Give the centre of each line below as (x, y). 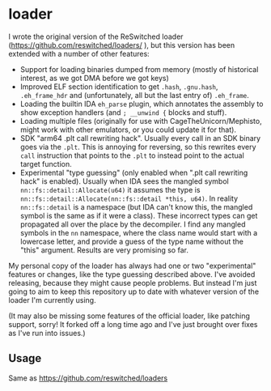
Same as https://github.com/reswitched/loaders (88, 378)
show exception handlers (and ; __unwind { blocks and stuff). (123, 112)
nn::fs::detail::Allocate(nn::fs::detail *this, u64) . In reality (129, 198)
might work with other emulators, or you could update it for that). (128, 130)
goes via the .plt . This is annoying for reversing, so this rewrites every (138, 147)
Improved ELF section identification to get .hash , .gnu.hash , (119, 87)
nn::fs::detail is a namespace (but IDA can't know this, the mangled (136, 206)
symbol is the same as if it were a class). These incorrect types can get (139, 215)
